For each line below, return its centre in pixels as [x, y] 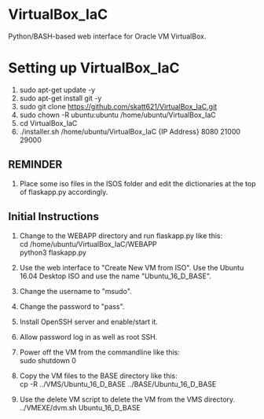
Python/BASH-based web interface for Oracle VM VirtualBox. [107, 36]
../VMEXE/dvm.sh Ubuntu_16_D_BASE [80, 407]
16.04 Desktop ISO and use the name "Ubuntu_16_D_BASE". [115, 276]
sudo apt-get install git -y [60, 98]
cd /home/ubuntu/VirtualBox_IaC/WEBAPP [88, 244]
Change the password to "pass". [72, 306]
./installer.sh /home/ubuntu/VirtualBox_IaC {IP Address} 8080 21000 [130, 131]
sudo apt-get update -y [57, 90]
